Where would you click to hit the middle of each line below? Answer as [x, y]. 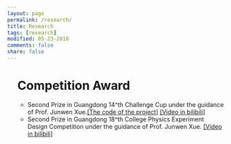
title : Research [30, 26]
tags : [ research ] [32, 33]
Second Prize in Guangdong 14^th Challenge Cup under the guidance [125, 104]
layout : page [26, 13]
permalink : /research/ [40, 20]
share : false [26, 52]
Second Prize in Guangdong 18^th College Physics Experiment [115, 119]
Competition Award [74, 86]
